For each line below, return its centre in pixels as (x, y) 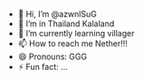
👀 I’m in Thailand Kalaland (66, 24)
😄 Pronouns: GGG (53, 56)
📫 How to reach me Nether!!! (73, 44)
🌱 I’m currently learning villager (76, 33)
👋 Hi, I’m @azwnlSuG (57, 14)
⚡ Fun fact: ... (43, 67)
